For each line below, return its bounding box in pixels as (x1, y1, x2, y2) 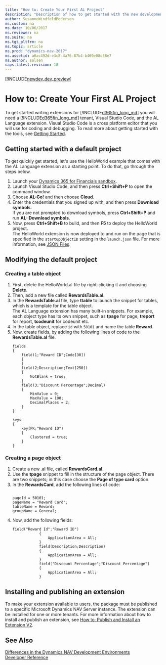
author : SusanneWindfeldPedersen (5, 16, 74, 21)
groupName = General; (12, 508, 57, 513)
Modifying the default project (5, 256, 97, 264)
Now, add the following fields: (12, 517, 73, 523)
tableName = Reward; (12, 504, 55, 509)
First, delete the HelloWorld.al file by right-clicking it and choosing (12, 281, 147, 287)
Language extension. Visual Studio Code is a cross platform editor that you (5, 120, 158, 126)
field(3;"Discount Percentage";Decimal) (21, 383, 106, 388)
